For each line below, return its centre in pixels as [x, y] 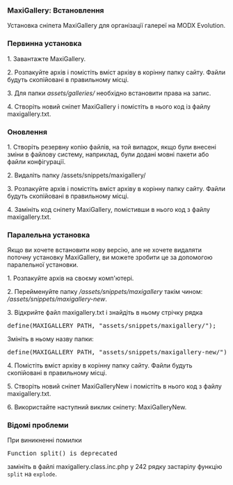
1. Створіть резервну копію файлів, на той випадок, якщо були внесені [112, 147]
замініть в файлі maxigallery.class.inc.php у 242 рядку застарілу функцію [115, 467]
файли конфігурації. [37, 161]
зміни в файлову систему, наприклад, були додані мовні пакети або [108, 154]
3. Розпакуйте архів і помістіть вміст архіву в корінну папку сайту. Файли [116, 188]
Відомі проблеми [38, 425]
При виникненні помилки [45, 441]
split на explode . [32, 474]
